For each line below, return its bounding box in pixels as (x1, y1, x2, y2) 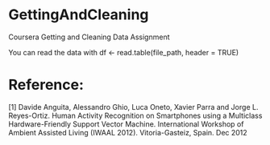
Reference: (8, 76, 85, 94)
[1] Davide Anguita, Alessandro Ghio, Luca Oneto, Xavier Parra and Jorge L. (8, 102, 259, 111)
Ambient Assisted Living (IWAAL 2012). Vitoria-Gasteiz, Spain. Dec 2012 (8, 127, 247, 137)
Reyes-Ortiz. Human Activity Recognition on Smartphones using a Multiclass (8, 111, 263, 120)
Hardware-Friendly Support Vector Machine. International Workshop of (8, 119, 244, 129)
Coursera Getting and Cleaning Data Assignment (8, 32, 170, 42)
